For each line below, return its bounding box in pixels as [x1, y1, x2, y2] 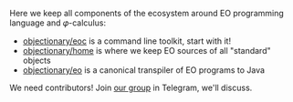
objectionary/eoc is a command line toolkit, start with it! [22, 36, 231, 46]
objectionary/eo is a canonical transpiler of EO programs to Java [22, 65, 266, 76]
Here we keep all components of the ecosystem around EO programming [9, 8, 285, 18]
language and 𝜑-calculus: [9, 17, 107, 28]
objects [22, 55, 52, 66]
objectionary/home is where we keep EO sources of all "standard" [22, 46, 271, 56]
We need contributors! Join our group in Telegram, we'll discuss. [9, 82, 253, 93]
